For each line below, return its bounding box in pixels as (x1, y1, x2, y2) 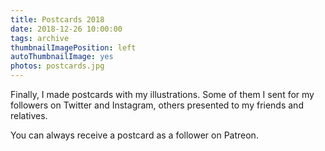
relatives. (10, 110, 48, 121)
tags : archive (10, 33, 70, 43)
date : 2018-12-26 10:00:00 (10, 24, 123, 34)
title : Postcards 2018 (10, 14, 105, 25)
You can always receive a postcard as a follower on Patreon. (10, 129, 259, 141)
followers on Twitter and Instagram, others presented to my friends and (10, 99, 304, 111)
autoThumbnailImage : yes (10, 52, 114, 62)
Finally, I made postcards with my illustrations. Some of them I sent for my (10, 89, 315, 100)
